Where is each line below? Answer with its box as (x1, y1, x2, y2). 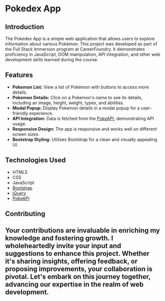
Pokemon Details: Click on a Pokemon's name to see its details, (12, 94, 143, 100)
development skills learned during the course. (5, 57, 99, 62)
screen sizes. (12, 131, 40, 137)
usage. (12, 120, 27, 126)
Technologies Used (5, 156, 66, 164)
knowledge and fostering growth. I (5, 234, 114, 242)
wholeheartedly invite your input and (5, 242, 122, 250)
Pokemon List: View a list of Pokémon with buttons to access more (12, 84, 149, 90)
